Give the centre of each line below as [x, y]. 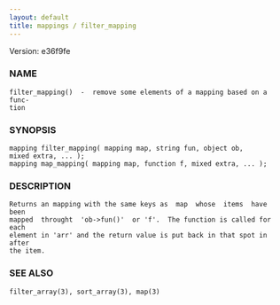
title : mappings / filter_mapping [73, 26]
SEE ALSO [31, 273]
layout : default [39, 17]
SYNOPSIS [33, 129]
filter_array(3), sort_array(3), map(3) [85, 292]
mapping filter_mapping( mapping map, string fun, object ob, [126, 149]
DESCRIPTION [40, 186]
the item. [27, 251]
